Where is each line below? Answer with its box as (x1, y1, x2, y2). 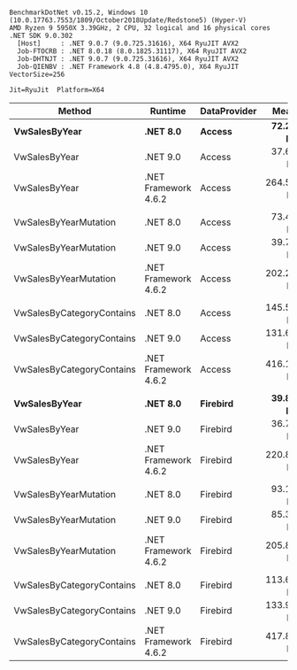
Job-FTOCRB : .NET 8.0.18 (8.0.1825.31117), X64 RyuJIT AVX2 (17, 47, 247, 56)
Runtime (149, 105, 187, 117)
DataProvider (200, 105, 257, 117)
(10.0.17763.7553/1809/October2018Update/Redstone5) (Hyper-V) (9, 16, 247, 25)
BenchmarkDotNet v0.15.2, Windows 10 (9, 8, 148, 17)
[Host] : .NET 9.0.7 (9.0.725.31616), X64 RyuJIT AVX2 (17, 39, 240, 48)
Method (57, 105, 92, 117)
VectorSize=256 (9, 70, 65, 79)
